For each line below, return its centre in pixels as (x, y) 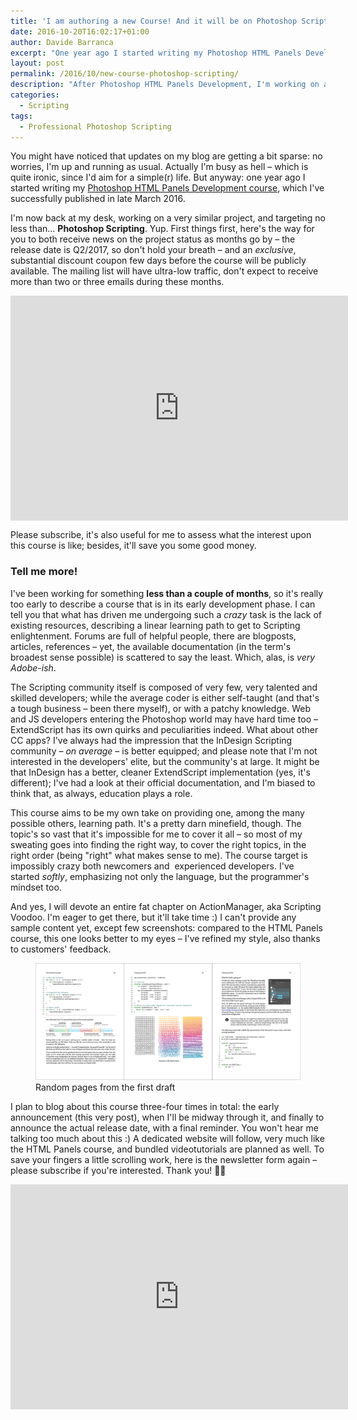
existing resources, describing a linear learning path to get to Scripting (155, 625)
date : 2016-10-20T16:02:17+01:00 (80, 31)
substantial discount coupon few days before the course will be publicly (158, 261)
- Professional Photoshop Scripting (95, 126)
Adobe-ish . (33, 667)
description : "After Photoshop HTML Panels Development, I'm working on (165, 85)
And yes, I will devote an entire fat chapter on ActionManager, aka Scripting (166, 906)
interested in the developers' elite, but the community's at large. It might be (165, 761)
